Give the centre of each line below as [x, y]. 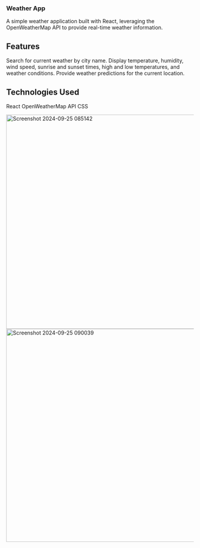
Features [23, 46]
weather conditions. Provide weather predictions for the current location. [96, 73]
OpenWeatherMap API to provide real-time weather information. [85, 27]
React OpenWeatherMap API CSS [47, 106]
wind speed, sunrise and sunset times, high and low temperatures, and [93, 67]
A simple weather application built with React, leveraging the [80, 21]
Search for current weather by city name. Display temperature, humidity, [95, 61]
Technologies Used [43, 92]
